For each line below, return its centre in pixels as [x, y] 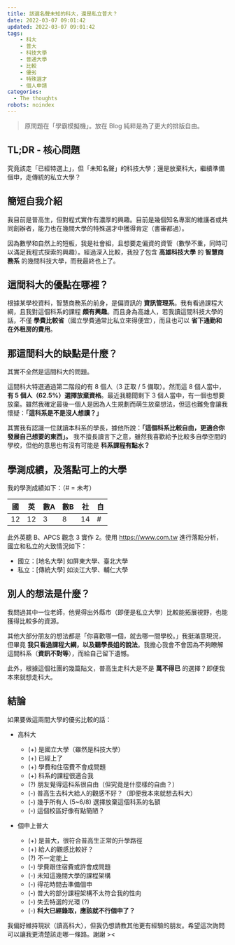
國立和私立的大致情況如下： [47, 546]
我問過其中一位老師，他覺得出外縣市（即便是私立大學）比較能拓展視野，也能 [117, 612]
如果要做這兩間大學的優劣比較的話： [59, 719]
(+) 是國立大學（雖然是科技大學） [76, 749]
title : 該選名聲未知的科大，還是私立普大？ [63, 14]
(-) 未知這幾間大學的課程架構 [69, 875]
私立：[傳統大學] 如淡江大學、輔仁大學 [72, 569]
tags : [15, 33]
